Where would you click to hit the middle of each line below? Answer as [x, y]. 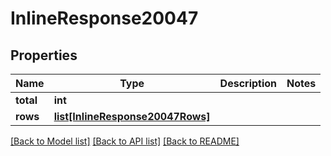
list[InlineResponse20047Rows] [132, 116]
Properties [44, 55]
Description [248, 83]
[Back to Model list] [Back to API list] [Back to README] [125, 141]
